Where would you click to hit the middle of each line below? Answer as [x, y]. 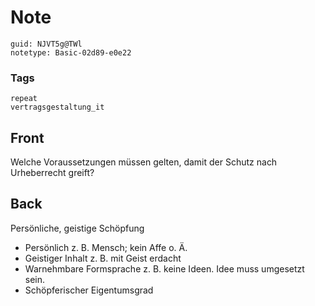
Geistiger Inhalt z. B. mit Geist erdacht [103, 258]
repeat [24, 99]
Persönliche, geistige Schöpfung [77, 228]
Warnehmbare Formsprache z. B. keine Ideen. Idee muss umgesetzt [164, 268]
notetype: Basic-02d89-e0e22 [71, 52]
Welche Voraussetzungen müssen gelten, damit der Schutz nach [144, 162]
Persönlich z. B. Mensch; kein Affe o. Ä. [106, 247]
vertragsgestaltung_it [57, 107]
